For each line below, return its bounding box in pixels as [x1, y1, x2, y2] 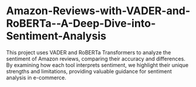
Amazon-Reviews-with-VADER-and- [6, 4, 191, 18]
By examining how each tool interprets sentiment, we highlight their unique [6, 61, 189, 69]
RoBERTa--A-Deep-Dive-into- [6, 17, 156, 30]
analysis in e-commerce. [6, 74, 66, 81]
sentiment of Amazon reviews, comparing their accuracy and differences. [6, 55, 185, 62]
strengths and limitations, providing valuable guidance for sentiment [6, 67, 172, 75]
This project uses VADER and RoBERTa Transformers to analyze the [6, 49, 171, 56]
